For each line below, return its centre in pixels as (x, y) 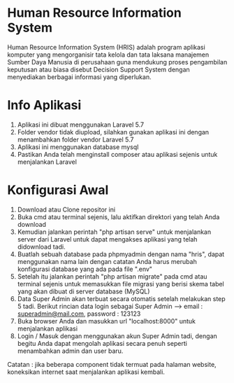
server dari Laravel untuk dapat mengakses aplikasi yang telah (107, 239)
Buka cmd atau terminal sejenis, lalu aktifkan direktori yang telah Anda (118, 217)
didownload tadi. (42, 246)
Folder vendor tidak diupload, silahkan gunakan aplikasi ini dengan (113, 132)
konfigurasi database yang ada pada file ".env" (85, 269)
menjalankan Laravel (47, 162)
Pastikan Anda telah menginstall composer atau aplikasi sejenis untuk (117, 154)
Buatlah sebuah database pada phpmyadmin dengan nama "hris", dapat (121, 254)
